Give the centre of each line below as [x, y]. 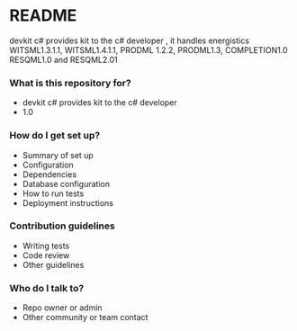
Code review [46, 255]
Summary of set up [58, 155]
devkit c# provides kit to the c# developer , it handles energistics [130, 40]
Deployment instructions [68, 202]
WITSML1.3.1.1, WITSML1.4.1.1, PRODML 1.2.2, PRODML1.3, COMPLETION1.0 [148, 49]
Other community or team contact [85, 318]
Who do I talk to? [47, 288]
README [43, 16]
